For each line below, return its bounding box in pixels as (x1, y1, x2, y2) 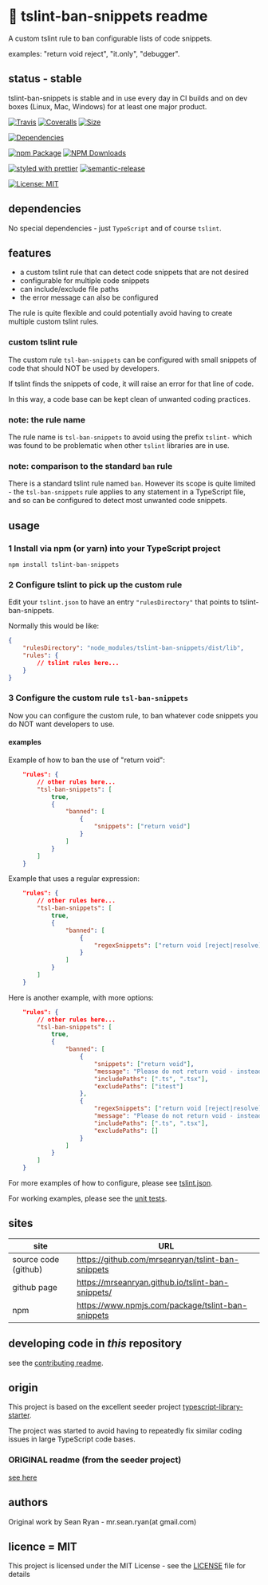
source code (12, 1253, 60, 1264)
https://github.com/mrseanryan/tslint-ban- (77, 1253, 239, 1264)
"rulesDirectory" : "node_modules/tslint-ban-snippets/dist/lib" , (22, 644, 245, 652)
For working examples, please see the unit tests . (8, 1194, 167, 1203)
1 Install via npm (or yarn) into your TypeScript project (8, 542, 221, 553)
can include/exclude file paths (19, 285, 120, 294)
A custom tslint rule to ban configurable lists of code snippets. (8, 33, 213, 43)
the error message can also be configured (19, 293, 159, 302)
